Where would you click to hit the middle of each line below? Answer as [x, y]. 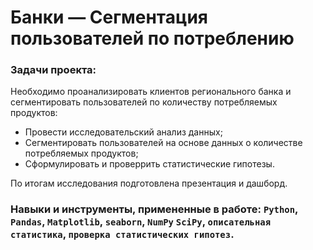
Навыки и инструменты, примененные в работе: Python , [154, 209]
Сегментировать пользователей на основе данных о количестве [163, 143]
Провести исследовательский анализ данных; [123, 132]
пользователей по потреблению [152, 38]
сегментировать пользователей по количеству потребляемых [144, 102]
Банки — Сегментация [109, 17]
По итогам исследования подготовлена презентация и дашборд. [149, 183]
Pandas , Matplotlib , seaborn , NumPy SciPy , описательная [141, 222]
